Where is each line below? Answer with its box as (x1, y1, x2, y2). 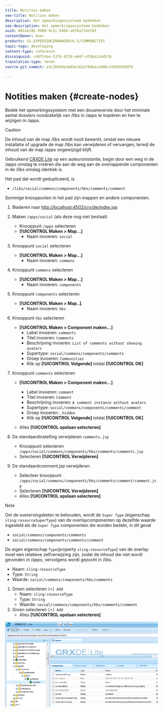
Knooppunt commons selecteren (12, 267, 73, 273)
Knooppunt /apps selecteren (19, 223, 76, 229)
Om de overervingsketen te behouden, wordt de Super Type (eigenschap (5, 512, 150, 518)
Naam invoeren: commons (26, 258, 75, 263)
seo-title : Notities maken (5, 13, 60, 18)
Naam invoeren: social (26, 234, 73, 240)
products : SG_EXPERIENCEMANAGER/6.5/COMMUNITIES (5, 39, 105, 44)
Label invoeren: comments (26, 330, 76, 336)
